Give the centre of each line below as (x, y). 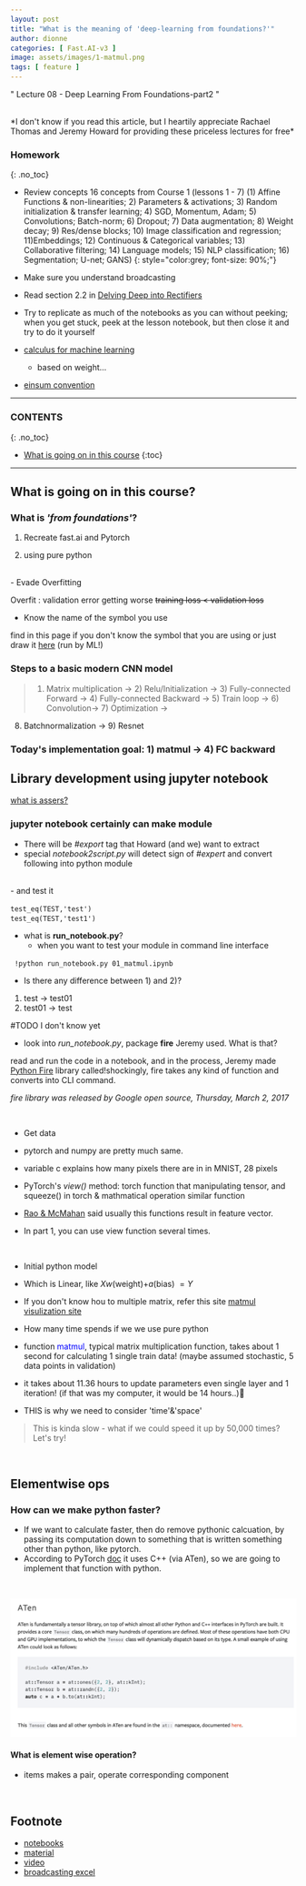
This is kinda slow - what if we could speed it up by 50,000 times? (156, 1428)
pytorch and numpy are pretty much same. (104, 1151)
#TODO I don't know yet (55, 1025)
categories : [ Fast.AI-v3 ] (64, 48)
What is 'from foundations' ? (74, 517)
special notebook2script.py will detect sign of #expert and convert (148, 853)
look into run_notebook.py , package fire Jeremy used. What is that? (150, 1043)
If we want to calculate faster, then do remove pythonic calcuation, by (154, 1530)
